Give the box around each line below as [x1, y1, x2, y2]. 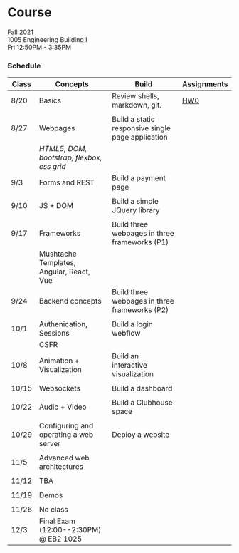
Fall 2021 [7, 28, 34, 36]
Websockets [38, 383, 80, 393]
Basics [38, 95, 62, 105]
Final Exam [38, 516, 76, 526]
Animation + [38, 356, 80, 366]
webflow [112, 329, 141, 338]
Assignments [182, 79, 228, 89]
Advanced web [38, 453, 90, 463]
